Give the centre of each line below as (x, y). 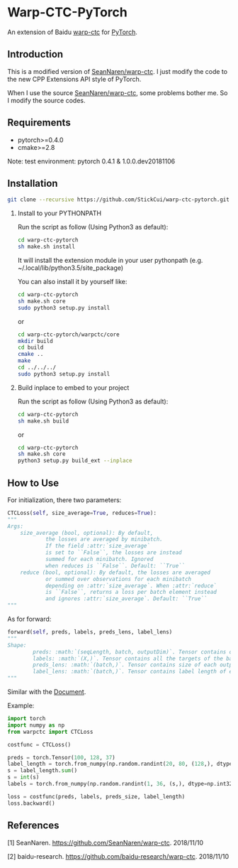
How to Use (33, 483)
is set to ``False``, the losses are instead (113, 553)
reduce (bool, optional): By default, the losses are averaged (115, 573)
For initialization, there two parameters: (64, 500)
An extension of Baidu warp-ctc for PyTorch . (73, 32)
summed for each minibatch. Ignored (99, 559)
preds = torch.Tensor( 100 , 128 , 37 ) (61, 757)
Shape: (17, 645)
